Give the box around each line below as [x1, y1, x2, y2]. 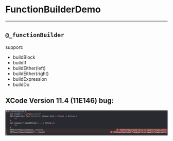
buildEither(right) [12, 70, 49, 77]
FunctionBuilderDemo [5, 4, 101, 15]
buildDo [12, 81, 30, 87]
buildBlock [12, 54, 36, 60]
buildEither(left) [12, 65, 46, 71]
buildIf [12, 59, 27, 65]
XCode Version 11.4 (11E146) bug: [5, 96, 114, 105]
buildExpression [12, 76, 47, 82]
